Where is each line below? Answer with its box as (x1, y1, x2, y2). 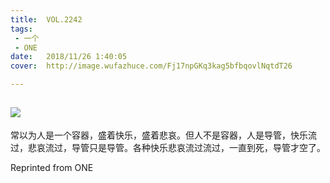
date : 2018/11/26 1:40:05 (10, 52, 128, 62)
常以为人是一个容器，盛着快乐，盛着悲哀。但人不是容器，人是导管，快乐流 (10, 129, 317, 141)
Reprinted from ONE (10, 161, 94, 173)
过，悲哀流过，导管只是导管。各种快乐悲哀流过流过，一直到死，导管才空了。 (10, 141, 326, 153)
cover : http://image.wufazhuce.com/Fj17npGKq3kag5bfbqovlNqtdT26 (10, 61, 293, 71)
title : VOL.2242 (10, 14, 83, 25)
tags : (10, 24, 33, 34)
